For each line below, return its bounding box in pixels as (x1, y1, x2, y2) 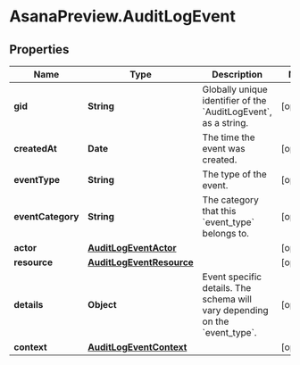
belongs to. (202, 228, 250, 239)
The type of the (202, 168, 268, 180)
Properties (9, 42, 70, 57)
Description (212, 69, 263, 80)
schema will (202, 293, 253, 305)
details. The (202, 282, 252, 294)
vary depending (202, 304, 269, 316)
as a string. (202, 117, 249, 129)
